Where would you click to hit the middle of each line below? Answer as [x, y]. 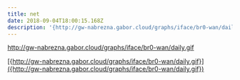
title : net [24, 14]
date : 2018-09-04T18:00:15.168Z [55, 21]
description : [27, 27]
